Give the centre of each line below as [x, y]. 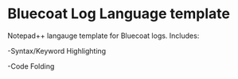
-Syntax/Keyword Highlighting [57, 51]
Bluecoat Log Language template [119, 14]
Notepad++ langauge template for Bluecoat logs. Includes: [103, 36]
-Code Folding [31, 66]
